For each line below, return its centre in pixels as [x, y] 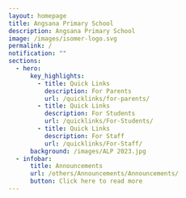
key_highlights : [57, 76]
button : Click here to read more [86, 181]
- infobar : [34, 158]
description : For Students [90, 114]
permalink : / [30, 46]
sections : [25, 61]
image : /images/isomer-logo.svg [63, 38]
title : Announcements [66, 166]
